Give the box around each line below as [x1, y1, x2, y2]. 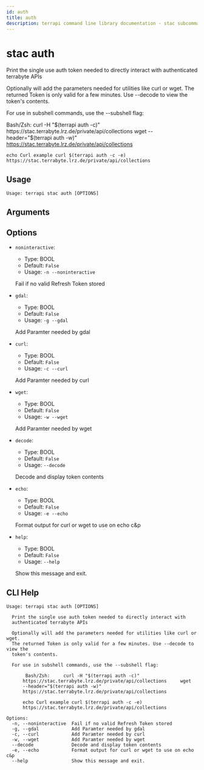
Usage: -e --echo [24, 510, 69, 517]
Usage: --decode [24, 462, 66, 469]
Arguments [6, 207, 50, 217]
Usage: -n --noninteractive [24, 268, 96, 276]
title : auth [6, 15, 36, 21]
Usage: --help [24, 558, 60, 566]
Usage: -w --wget [24, 413, 69, 420]
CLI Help [6, 588, 39, 598]
